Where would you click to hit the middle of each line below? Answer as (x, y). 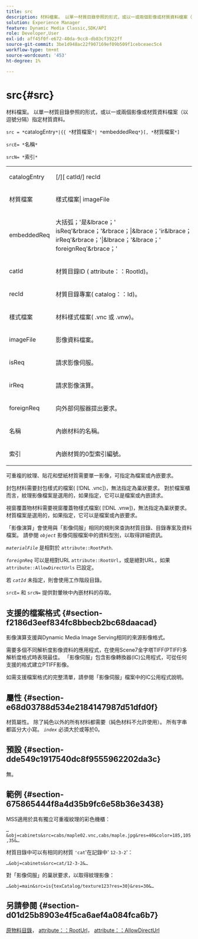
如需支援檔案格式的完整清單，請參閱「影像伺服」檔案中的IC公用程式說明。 (96, 677)
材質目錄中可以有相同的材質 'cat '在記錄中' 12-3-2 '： (70, 852)
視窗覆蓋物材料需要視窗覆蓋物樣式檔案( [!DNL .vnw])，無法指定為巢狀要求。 (98, 508)
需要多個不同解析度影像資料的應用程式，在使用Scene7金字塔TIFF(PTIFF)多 (97, 650)
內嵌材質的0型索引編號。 (90, 454)
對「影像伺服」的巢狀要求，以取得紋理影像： (60, 875)
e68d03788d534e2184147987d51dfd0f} (82, 707)
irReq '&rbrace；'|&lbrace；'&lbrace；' (108, 240)
